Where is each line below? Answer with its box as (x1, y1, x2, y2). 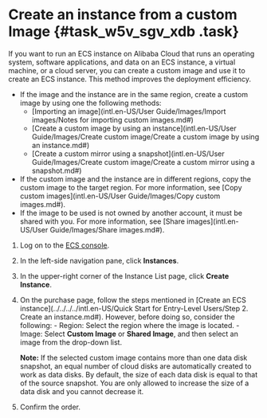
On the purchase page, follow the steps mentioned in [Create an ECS (19, 295, 247, 304)
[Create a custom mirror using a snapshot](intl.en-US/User (31, 149, 225, 158)
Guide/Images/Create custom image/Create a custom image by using (31, 131, 260, 141)
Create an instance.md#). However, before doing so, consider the (19, 312, 235, 322)
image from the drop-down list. (19, 337, 122, 347)
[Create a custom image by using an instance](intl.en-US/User (31, 123, 237, 133)
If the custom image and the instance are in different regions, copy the (19, 174, 251, 184)
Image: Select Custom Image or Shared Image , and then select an (19, 329, 239, 338)
